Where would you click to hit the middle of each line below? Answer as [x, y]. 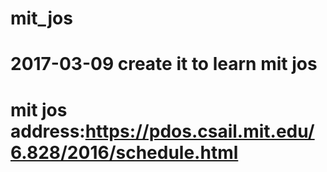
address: [48, 131]
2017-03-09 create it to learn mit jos [164, 64]
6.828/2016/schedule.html [124, 152]
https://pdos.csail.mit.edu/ [199, 131]
